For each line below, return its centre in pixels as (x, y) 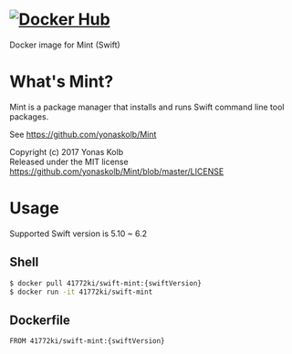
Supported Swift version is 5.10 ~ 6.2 (78, 234)
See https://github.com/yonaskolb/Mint (83, 134)
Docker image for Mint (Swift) (65, 45)
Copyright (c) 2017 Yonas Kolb (67, 151)
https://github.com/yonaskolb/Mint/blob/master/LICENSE (117, 171)
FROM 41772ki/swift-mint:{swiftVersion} (88, 341)
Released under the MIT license (69, 161)
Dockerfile (40, 320)
